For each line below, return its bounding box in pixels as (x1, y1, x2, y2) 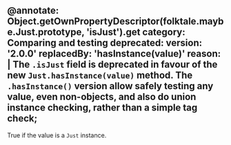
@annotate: (7, 5, 59, 17)
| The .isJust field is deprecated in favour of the (7, 59, 218, 70)
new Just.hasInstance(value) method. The (7, 70, 193, 81)
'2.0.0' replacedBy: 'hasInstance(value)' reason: (7, 48, 221, 60)
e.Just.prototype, (7, 26, 85, 38)
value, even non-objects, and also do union (7, 91, 197, 103)
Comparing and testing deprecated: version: (7, 37, 202, 49)
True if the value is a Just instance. (7, 130, 107, 139)
